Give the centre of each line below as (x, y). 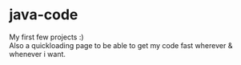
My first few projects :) (46, 37)
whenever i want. (38, 54)
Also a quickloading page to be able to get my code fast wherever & (121, 45)
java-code (44, 15)
